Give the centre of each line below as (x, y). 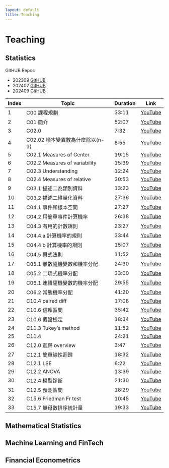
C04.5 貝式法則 (45, 254)
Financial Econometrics (43, 460)
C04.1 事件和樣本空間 (52, 207)
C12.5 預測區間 (45, 390)
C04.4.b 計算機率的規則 (54, 245)
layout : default (22, 10)
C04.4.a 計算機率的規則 (54, 236)
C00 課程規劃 (42, 112)
